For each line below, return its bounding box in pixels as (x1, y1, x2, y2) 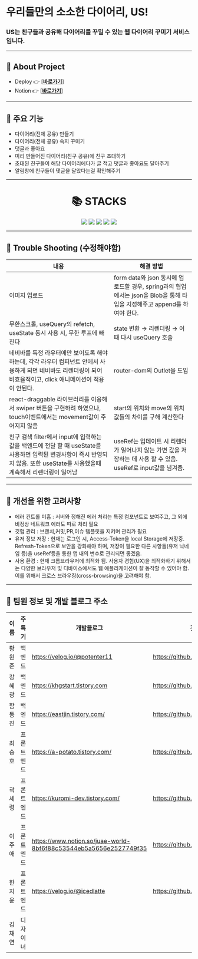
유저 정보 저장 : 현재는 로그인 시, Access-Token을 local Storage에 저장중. (14, 535, 185, 542)
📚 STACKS (71, 195, 127, 208)
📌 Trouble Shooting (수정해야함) (6, 243, 121, 253)
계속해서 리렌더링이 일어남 (9, 468, 78, 476)
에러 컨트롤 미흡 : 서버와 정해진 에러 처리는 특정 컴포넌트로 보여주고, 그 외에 (14, 513, 187, 520)
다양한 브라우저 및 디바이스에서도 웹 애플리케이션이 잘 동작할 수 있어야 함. (21, 564, 190, 572)
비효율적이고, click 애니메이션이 (9, 375, 93, 383)
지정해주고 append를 (126, 300, 181, 308)
